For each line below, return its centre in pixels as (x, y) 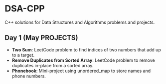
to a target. (23, 55)
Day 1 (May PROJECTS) (41, 38)
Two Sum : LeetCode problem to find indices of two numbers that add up (86, 49)
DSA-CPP (25, 9)
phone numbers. (29, 76)
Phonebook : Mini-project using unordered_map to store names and (81, 71)
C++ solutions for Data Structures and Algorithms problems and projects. (80, 22)
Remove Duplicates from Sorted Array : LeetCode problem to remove (83, 60)
